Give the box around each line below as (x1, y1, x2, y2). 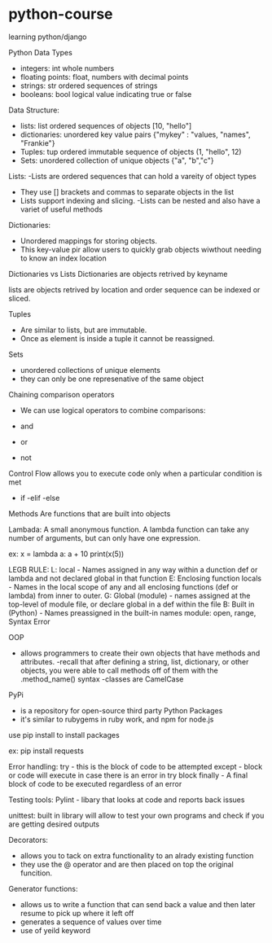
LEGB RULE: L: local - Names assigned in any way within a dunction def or (8, 564, 258, 574)
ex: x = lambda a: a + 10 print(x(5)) (8, 549, 125, 559)
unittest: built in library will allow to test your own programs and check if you (8, 810, 265, 820)
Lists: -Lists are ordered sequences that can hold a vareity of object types (8, 171, 257, 181)
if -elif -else (20, 493, 60, 502)
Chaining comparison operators (8, 389, 115, 399)
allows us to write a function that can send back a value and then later (20, 899, 256, 909)
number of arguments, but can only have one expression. (8, 533, 201, 542)
